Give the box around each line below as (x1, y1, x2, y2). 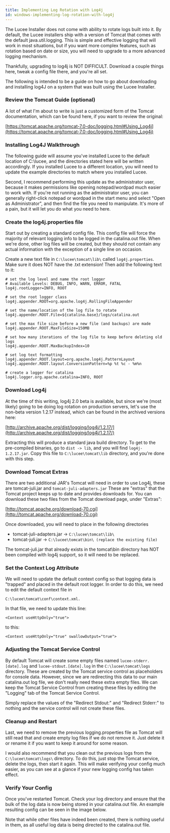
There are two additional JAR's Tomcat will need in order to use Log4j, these (5, 480, 165, 486)
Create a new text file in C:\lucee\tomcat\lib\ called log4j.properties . (5, 256, 154, 262)
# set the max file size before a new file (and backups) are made (5, 321, 151, 326)
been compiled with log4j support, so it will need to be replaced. (5, 551, 140, 557)
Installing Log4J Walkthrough (5, 141, 80, 148)
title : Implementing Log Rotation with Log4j (5, 7, 103, 13)
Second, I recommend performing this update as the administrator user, (5, 179, 155, 185)
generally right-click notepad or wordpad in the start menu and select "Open (5, 195, 165, 201)
